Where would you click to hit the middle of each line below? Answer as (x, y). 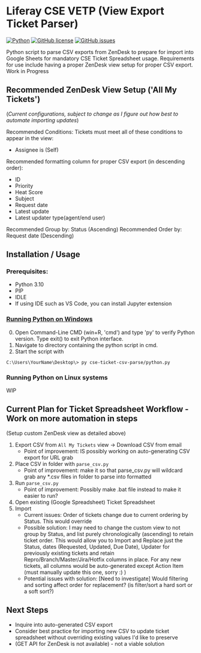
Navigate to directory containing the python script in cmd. (86, 345)
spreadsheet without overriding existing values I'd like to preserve (96, 637)
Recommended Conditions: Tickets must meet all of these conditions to (94, 132)
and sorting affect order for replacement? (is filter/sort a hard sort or (108, 585)
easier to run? (41, 495)
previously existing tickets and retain (69, 553)
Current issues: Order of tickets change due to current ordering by (106, 514)
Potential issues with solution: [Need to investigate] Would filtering (106, 578)
